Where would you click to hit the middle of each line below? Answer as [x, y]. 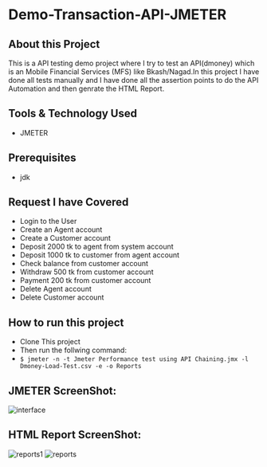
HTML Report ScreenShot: [75, 435]
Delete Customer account [62, 297]
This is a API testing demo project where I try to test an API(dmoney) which [132, 63]
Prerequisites [42, 158]
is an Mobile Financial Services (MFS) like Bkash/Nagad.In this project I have [134, 72]
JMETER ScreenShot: [63, 391]
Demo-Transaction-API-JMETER [118, 15]
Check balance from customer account [84, 264]
